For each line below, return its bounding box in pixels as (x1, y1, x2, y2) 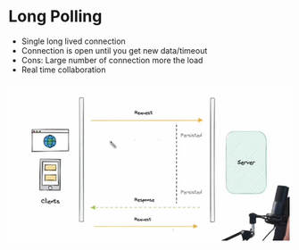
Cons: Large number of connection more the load (21, 54, 203, 65)
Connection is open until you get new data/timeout (21, 45, 208, 55)
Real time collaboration (21, 64, 106, 75)
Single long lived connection (21, 36, 126, 46)
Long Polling (8, 6, 103, 27)
